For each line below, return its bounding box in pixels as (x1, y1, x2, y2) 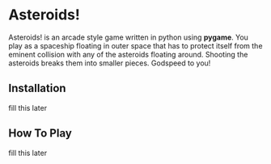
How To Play (8, 127, 73, 141)
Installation (8, 82, 66, 95)
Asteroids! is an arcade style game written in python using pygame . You (8, 32, 249, 42)
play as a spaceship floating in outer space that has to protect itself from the (8, 40, 263, 50)
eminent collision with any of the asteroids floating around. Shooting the (8, 49, 248, 59)
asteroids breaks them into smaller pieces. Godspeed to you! (8, 58, 211, 68)
